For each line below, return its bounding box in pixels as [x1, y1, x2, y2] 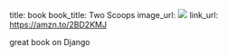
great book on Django [9, 37, 90, 47]
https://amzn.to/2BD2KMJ [9, 19, 107, 30]
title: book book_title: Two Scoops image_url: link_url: [9, 10, 219, 20]
